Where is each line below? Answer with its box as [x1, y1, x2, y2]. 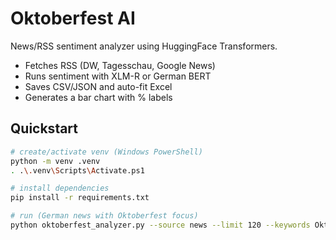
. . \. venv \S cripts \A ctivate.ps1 [10, 165, 145, 176]
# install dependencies [10, 183, 110, 194]
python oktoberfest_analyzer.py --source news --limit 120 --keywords [10, 220, 311, 230]
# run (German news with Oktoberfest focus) [10, 211, 199, 221]
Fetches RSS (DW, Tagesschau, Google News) [24, 59, 216, 71]
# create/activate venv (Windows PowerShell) [10, 147, 203, 157]
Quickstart [10, 120, 79, 137]
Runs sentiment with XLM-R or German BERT [24, 70, 212, 82]
